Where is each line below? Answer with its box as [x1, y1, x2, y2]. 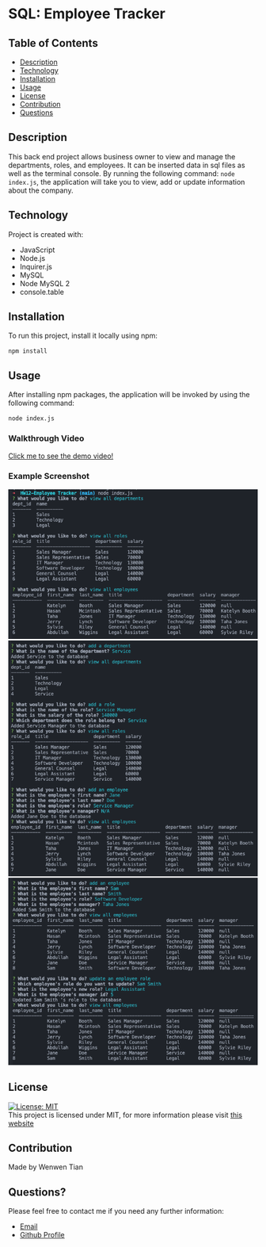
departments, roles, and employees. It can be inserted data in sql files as [8, 160, 245, 170]
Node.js [19, 253, 46, 262]
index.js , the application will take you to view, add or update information [8, 177, 245, 186]
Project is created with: [8, 229, 84, 239]
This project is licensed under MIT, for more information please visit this [8, 1110, 243, 1119]
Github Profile [19, 1230, 65, 1240]
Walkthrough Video [8, 433, 85, 444]
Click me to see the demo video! [8, 451, 114, 461]
